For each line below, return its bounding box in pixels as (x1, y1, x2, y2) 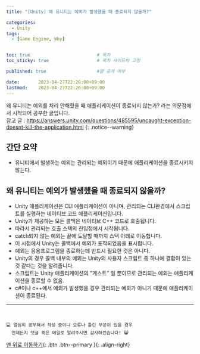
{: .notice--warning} (85, 123, 135, 131)
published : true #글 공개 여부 (6, 69, 126, 74)
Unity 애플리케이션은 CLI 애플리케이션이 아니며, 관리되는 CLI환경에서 (14, 203, 175, 210)
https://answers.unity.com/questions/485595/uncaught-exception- (26, 117, 192, 124)
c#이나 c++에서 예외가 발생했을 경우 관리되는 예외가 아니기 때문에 (14, 284, 168, 292)
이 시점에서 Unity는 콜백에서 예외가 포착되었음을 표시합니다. (14, 240, 154, 247)
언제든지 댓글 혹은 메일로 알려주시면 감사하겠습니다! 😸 (11, 330, 129, 336)
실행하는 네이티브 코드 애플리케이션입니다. (26, 210, 124, 218)
